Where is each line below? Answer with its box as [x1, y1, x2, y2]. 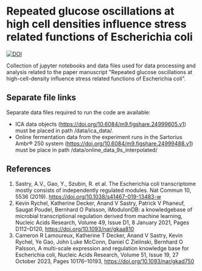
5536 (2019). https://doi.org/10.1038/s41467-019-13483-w [15, 193, 161, 200]
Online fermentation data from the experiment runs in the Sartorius [15, 133, 183, 140]
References [6, 164, 51, 174]
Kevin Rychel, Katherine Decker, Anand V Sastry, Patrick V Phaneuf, [15, 199, 186, 207]
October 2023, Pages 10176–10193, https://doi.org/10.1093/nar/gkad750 [15, 257, 195, 265]
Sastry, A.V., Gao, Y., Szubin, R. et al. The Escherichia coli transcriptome [15, 180, 197, 187]
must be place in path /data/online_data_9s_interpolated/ [15, 146, 158, 153]
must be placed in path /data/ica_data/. [15, 126, 114, 134]
